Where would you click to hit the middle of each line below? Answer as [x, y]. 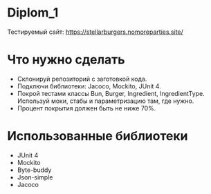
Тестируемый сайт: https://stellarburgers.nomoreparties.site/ [95, 32]
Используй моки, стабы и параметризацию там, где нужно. [105, 101]
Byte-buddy [34, 170]
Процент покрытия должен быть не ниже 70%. [86, 108]
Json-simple [35, 177]
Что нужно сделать [66, 60]
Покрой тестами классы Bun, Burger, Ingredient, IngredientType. [111, 93]
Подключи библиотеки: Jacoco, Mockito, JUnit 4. [89, 86]
